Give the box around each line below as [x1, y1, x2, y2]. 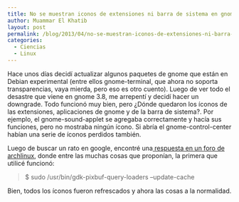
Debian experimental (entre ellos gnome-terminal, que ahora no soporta [7, 77, 218, 85]
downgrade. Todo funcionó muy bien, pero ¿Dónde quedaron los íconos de [7, 100, 228, 108]
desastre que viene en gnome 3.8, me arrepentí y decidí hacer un [7, 92, 199, 100]
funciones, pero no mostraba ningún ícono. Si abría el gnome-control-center [7, 122, 232, 131]
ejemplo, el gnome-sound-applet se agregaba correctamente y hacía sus [7, 115, 222, 123]
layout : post [7, 23, 46, 31]
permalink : [7, 30, 40, 38]
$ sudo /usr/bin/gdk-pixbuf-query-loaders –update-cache [24, 172, 195, 181]
